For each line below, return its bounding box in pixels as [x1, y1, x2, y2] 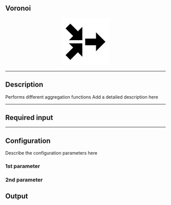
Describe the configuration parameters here [5, 150, 98, 156]
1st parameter [5, 163, 40, 170]
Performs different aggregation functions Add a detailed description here [5, 94, 159, 100]
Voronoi [5, 4, 31, 13]
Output [5, 192, 28, 200]
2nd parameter [5, 177, 43, 184]
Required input [5, 113, 53, 122]
